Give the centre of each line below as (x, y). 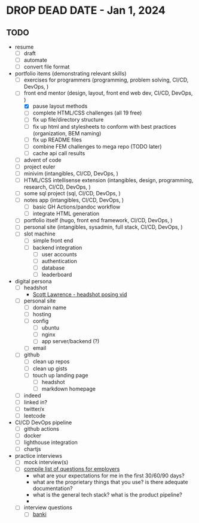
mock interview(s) (46, 462)
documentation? (53, 488)
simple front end (53, 241)
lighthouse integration (50, 442)
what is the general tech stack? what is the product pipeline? (107, 495)
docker (33, 436)
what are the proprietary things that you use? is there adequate (110, 482)
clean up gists (50, 368)
